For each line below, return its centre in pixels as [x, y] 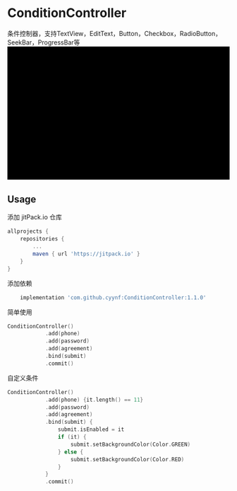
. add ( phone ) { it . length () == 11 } [94, 400]
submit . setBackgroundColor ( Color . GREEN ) [130, 444]
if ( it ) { [72, 437]
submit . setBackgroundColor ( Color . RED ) [127, 459]
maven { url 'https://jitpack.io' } [86, 254]
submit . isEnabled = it [91, 429]
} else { [70, 452]
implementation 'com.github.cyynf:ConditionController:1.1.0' [113, 298]
